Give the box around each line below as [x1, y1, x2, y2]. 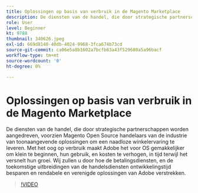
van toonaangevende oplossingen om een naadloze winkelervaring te [6, 138, 175, 145]
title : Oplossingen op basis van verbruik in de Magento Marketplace [6, 8, 181, 15]
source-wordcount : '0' [6, 58, 62, 64]
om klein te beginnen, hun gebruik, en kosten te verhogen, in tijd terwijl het [6, 151, 188, 158]
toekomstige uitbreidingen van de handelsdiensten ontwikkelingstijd [6, 163, 171, 171]
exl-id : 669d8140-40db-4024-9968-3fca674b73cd [6, 42, 123, 48]
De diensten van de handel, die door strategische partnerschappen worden [6, 126, 189, 133]
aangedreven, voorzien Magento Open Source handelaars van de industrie [6, 132, 187, 139]
